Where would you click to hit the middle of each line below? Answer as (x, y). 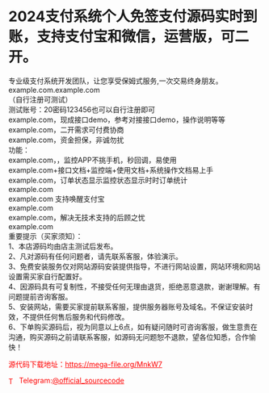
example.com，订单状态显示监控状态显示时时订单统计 (98, 180)
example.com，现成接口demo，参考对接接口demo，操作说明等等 (117, 119)
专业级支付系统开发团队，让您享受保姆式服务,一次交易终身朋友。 (116, 81)
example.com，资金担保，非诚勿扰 (66, 140)
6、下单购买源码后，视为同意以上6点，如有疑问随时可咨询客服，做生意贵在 (133, 327)
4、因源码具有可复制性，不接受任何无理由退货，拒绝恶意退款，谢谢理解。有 (134, 286)
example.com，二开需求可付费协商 (66, 129)
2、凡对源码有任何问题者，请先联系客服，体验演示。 (96, 256)
